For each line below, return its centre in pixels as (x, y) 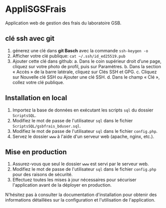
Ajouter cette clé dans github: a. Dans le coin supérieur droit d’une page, (87, 61)
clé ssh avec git (30, 39)
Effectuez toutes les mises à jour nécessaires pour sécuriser (74, 180)
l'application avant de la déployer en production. (62, 185)
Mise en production (36, 152)
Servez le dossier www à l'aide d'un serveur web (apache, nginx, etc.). (83, 136)
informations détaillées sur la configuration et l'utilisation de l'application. (80, 200)
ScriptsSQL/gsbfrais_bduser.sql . (47, 126)
